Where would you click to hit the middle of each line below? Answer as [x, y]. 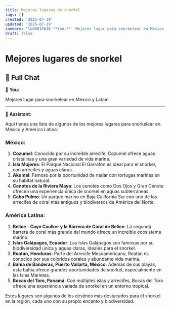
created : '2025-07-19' [29, 19]
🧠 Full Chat [23, 78]
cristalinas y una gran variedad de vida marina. [61, 159]
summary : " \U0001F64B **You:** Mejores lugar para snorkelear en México [85, 29]
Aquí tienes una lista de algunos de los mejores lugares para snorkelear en [83, 124]
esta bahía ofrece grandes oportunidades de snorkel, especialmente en [87, 269]
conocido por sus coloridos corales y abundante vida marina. [76, 259]
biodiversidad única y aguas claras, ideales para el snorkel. [74, 248]
